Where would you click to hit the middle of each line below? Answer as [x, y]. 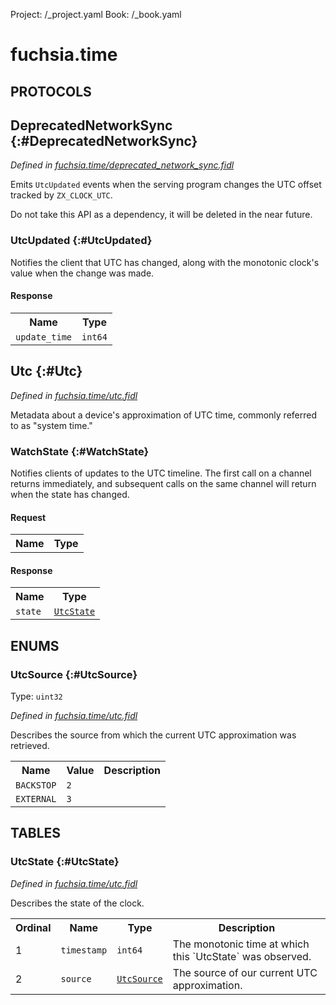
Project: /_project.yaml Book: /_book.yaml [96, 14]
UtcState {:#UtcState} [65, 862]
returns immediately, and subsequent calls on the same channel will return [163, 483]
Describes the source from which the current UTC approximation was [153, 735]
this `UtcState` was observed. [242, 956]
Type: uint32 [36, 696]
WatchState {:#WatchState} [80, 451]
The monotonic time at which [241, 944]
